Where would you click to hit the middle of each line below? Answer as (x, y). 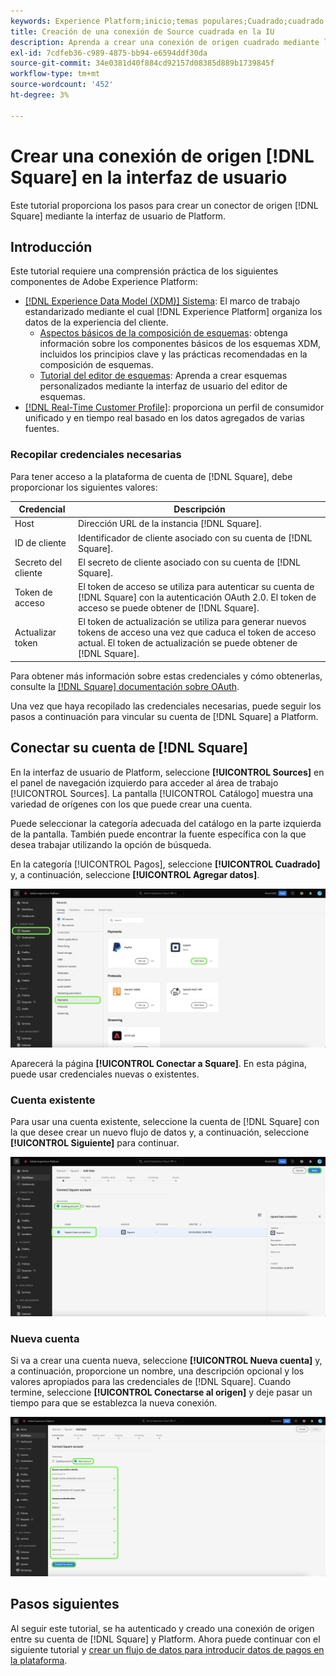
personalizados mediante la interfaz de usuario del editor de (163, 386)
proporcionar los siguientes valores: (84, 487)
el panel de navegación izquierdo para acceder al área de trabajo (144, 782)
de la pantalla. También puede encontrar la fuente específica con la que (158, 834)
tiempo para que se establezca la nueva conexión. (114, 1403)
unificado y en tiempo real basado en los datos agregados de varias (164, 418)
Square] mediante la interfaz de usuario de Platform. (118, 216)
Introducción (51, 246)
